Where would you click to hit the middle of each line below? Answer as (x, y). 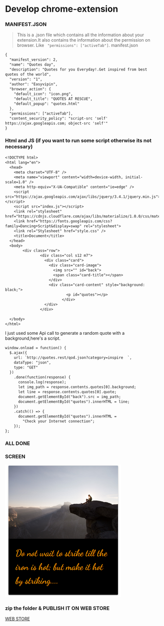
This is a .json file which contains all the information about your (81, 35)
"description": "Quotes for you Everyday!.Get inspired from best (78, 70)
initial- (134, 177)
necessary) (19, 147)
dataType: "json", (32, 362)
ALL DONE (18, 443)
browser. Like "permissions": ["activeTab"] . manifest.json (77, 46)
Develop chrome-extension (62, 9)
